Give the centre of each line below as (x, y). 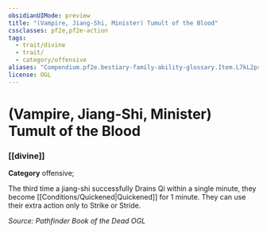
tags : (17, 38)
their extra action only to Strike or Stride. (75, 206)
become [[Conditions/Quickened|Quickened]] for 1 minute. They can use (127, 197)
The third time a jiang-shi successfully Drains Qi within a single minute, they (132, 188)
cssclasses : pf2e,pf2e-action (58, 30)
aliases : (23, 68)
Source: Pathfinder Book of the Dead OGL (77, 221)
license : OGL (30, 75)
